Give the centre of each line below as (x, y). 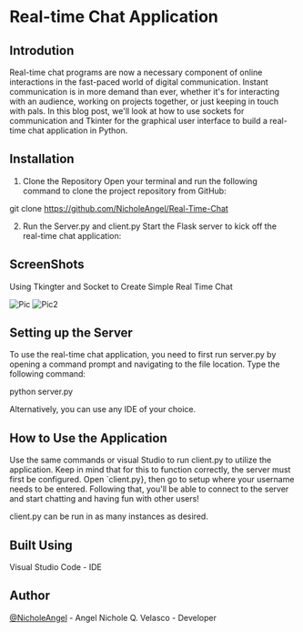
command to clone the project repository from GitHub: (124, 191)
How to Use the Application (88, 438)
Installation (42, 159)
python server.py (41, 392)
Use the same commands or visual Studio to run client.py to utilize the (141, 460)
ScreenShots (47, 265)
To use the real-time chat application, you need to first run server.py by (143, 355)
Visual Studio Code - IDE (56, 567)
